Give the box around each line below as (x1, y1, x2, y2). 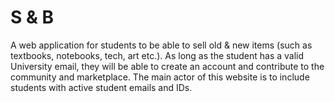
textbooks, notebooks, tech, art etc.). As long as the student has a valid (10, 49, 305, 61)
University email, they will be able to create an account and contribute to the (10, 60, 325, 72)
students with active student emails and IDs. (10, 81, 193, 93)
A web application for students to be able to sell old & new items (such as (10, 39, 313, 51)
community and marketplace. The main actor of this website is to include (10, 71, 310, 83)
